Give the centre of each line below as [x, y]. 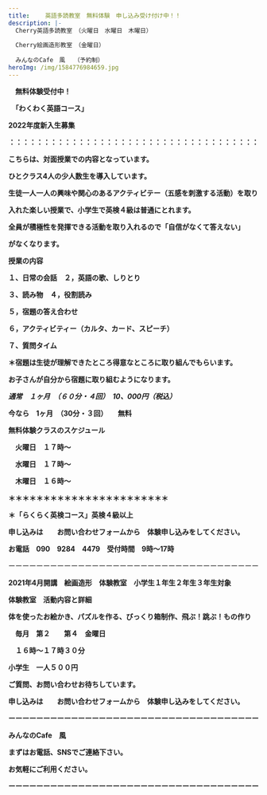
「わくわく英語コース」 [52, 108]
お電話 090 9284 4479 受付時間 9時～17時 [91, 549]
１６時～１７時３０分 [50, 650]
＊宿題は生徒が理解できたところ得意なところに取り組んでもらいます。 [122, 362]
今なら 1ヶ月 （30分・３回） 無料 [70, 413]
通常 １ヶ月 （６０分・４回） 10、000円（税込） [92, 396]
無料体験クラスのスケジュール [57, 430]
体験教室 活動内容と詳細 [50, 600]
